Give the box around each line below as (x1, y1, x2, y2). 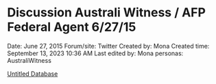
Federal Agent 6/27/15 (7, 19, 136, 35)
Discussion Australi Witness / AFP (7, 5, 206, 20)
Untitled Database (7, 70, 58, 78)
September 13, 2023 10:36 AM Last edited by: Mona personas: (7, 49, 184, 57)
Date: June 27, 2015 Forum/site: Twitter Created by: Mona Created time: (7, 42, 210, 50)
